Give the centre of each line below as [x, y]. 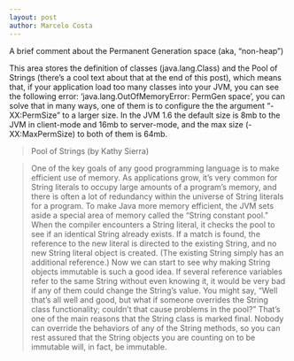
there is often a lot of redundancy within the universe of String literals [157, 196]
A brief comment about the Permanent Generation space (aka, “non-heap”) [147, 50]
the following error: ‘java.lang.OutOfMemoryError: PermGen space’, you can [147, 96]
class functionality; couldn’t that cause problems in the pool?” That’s [155, 309]
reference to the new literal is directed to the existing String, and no [154, 243]
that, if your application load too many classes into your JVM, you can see [144, 87]
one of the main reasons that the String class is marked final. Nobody [157, 319]
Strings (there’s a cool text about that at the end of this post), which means [145, 77]
